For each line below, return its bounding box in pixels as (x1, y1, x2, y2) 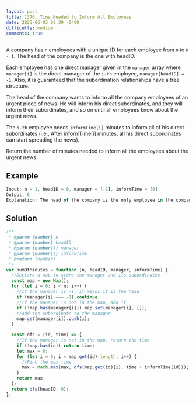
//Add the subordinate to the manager (16, 311, 111, 316)
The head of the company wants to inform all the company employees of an (6, 94, 188, 101)
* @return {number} (8, 256, 57, 262)
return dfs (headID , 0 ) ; (11, 386, 69, 392)
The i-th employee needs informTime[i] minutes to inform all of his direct (6, 124, 185, 131)
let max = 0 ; (16, 348, 48, 354)
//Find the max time (21, 359, 72, 365)
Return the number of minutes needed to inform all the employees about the (6, 147, 188, 155)
